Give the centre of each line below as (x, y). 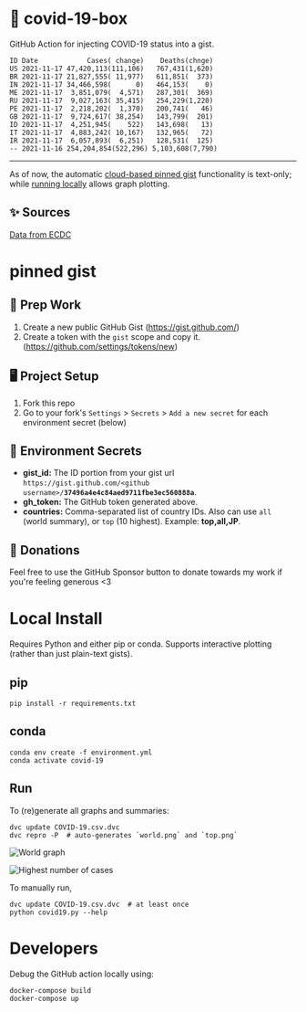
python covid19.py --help (58, 912)
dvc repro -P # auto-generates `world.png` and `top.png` (124, 835)
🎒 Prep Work (46, 305)
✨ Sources (40, 212)
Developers (54, 948)
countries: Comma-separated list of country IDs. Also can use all (147, 511)
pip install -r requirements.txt (73, 703)
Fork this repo (49, 403)
